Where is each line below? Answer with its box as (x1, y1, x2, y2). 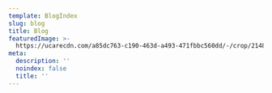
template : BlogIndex (8, 11, 79, 20)
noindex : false (15, 65, 67, 73)
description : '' (15, 57, 70, 66)
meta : (8, 49, 27, 57)
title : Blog (8, 27, 49, 35)
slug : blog (8, 19, 45, 27)
